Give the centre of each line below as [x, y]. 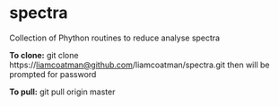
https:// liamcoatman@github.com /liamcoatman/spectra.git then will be [139, 65]
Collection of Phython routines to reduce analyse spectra [115, 38]
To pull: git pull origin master [62, 92]
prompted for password [53, 74]
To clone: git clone [44, 55]
